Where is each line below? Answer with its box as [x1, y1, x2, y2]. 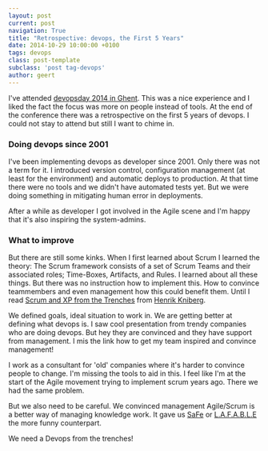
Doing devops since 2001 [8, 138, 109, 150]
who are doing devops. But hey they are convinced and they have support [8, 328, 252, 337]
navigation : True [8, 26, 66, 34]
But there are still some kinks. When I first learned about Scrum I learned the [8, 253, 260, 262]
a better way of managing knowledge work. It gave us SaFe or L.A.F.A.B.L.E [8, 409, 258, 420]
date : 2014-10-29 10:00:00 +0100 [8, 42, 120, 50]
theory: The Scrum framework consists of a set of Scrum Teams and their [8, 261, 251, 271]
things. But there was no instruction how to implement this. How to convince [8, 278, 260, 288]
